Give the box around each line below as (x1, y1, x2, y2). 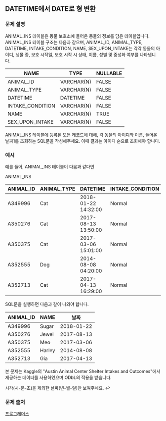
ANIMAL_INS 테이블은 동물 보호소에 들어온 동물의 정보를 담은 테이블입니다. (5, 33, 150, 39)
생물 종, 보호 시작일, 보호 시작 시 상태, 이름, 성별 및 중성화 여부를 (15, 52, 139, 57)
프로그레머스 (5, 411, 30, 417)
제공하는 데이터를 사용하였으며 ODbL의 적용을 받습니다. (5, 374, 112, 380)
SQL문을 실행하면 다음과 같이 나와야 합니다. (5, 301, 89, 307)
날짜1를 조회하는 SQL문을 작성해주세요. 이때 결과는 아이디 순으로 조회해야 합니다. (5, 138, 161, 144)
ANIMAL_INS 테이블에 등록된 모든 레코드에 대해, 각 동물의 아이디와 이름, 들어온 (5, 132, 158, 138)
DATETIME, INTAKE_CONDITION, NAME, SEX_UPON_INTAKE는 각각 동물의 (5, 45, 155, 51)
